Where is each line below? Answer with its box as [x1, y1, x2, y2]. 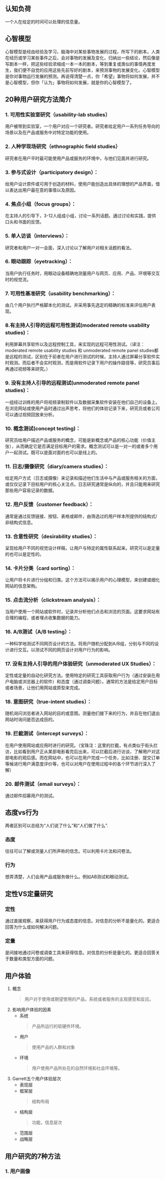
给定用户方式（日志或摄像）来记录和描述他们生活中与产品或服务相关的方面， [5, 475, 160, 481]
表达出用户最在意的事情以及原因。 [9, 187, 79, 193]
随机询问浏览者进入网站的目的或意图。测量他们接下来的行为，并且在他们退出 [5, 710, 160, 716]
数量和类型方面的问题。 [9, 956, 57, 962]
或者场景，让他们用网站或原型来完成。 [5, 685, 82, 691]
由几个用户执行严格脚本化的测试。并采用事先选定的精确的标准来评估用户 [5, 302, 151, 308]
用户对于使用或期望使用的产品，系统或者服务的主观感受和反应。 [24, 996, 154, 1002]
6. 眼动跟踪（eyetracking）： [5, 258, 73, 265]
